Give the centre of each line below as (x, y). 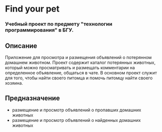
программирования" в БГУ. (39, 30)
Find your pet (32, 9)
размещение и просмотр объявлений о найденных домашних (76, 120)
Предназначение (32, 98)
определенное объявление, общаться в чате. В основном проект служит (81, 73)
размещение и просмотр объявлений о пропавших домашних (77, 110)
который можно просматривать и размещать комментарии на (70, 67)
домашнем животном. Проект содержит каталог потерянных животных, (80, 62)
